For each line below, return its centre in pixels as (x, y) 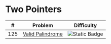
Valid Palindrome (43, 34)
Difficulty (85, 25)
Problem (43, 25)
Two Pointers (34, 9)
